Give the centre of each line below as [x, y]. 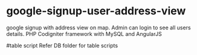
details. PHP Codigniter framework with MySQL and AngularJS [84, 33]
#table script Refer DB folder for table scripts [62, 45]
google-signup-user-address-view [96, 11]
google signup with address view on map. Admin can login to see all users [99, 27]
